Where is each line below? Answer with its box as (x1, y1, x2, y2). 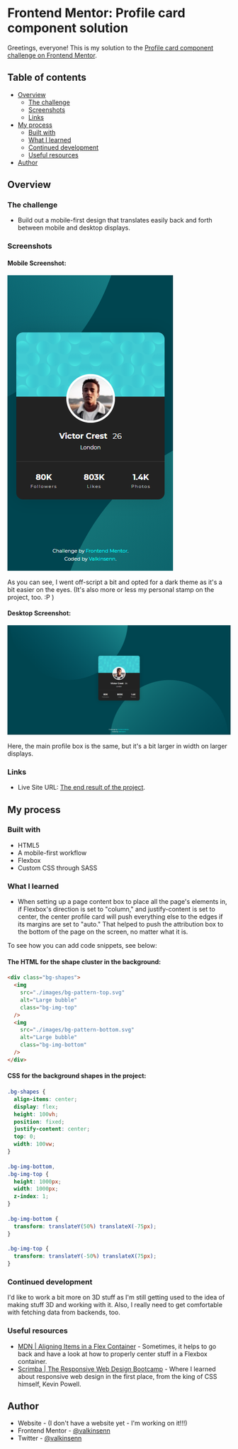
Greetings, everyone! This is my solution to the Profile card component (7, 43, 214, 52)
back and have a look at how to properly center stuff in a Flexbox (17, 1349, 208, 1358)
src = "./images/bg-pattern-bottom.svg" (20, 1026, 135, 1034)
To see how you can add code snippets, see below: (7, 941, 157, 950)
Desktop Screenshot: (7, 609, 72, 617)
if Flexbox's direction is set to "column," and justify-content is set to (17, 905, 216, 914)
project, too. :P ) (7, 593, 55, 601)
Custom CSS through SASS (17, 863, 98, 872)
